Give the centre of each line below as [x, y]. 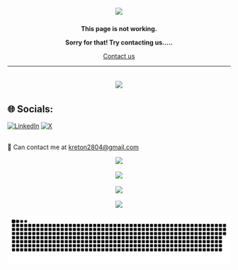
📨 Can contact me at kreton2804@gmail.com [73, 147]
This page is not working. [119, 28]
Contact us [119, 56]
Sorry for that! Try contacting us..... [119, 42]
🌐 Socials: [30, 109]
